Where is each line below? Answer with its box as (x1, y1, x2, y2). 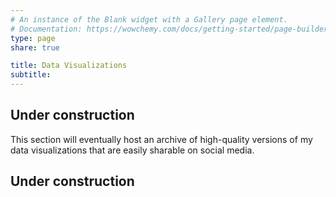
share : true (10, 42, 60, 53)
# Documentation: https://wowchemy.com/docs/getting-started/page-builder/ (10, 24, 333, 34)
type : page (10, 33, 56, 43)
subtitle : (10, 70, 52, 80)
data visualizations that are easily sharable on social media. (10, 144, 255, 156)
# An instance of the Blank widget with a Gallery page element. (10, 14, 288, 25)
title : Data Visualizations (10, 61, 128, 71)
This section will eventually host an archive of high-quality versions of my (10, 133, 313, 145)
